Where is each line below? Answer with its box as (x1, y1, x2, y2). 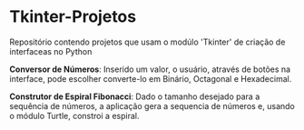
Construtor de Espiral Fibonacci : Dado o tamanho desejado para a (9, 91, 260, 102)
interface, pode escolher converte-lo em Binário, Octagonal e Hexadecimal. (9, 73, 292, 84)
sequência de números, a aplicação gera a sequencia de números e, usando (9, 100, 295, 111)
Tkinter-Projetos (9, 6, 137, 27)
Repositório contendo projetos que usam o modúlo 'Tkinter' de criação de (9, 36, 286, 47)
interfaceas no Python (9, 45, 93, 56)
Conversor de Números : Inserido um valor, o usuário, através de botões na (9, 64, 291, 75)
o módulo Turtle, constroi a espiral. (9, 110, 140, 121)
